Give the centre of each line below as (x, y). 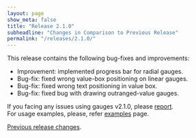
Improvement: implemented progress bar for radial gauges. (100, 72)
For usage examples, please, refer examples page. (78, 114)
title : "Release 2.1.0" (41, 26)
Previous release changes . (44, 127)
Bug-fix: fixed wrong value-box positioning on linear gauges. (102, 79)
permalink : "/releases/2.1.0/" (52, 39)
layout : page (26, 13)
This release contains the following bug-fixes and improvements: (98, 58)
